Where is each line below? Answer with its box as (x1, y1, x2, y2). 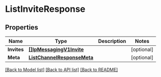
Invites (7, 46, 24, 53)
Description (98, 38, 127, 44)
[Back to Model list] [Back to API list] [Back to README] (5, 67, 118, 73)
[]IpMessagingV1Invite (29, 46, 84, 53)
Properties (5, 23, 38, 32)
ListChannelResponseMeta (29, 54, 94, 61)
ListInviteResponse (5, 3, 86, 15)
